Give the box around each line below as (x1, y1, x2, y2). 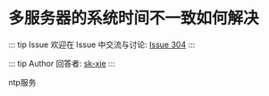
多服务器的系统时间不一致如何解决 (8, 8, 260, 28)
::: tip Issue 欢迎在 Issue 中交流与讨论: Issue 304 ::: (8, 39, 196, 50)
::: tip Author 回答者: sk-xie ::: (8, 58, 115, 68)
